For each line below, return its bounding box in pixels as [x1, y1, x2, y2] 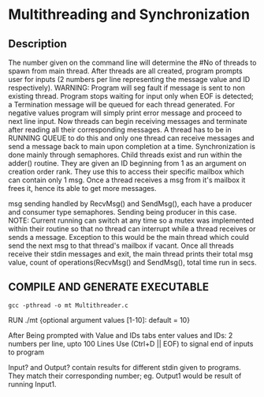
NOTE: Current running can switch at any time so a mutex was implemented [8, 215, 255, 225]
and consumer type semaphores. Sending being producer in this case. [8, 208, 237, 216]
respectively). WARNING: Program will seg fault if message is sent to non [8, 83, 246, 92]
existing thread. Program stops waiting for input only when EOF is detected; [8, 92, 254, 100]
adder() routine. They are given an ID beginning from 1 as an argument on [8, 159, 247, 167]
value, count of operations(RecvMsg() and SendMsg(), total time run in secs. [8, 258, 258, 267]
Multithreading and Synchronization [8, 6, 251, 24]
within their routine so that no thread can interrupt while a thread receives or [8, 224, 256, 234]
